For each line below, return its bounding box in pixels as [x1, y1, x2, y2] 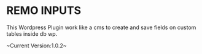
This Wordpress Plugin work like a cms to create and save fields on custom [6, 24, 196, 31]
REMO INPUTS [6, 4, 82, 18]
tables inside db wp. [6, 30, 58, 37]
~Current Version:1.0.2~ [6, 42, 67, 49]
